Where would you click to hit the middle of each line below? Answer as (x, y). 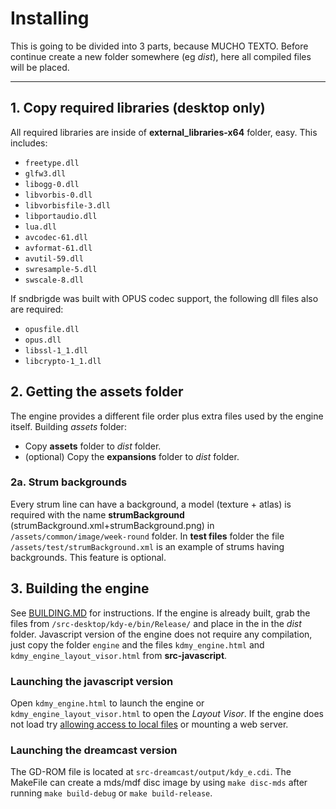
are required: (37, 309)
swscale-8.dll (54, 280)
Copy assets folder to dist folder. (93, 446)
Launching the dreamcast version (94, 750)
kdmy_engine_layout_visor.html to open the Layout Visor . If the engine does (167, 713)
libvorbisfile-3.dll (67, 205)
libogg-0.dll (52, 184)
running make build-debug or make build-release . (111, 793)
